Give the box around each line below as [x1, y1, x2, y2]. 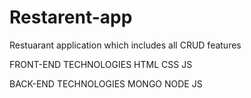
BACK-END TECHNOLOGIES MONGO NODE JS [9, 77, 203, 90]
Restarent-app [9, 6, 133, 29]
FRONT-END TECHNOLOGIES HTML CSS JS [9, 58, 193, 70]
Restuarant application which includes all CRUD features [9, 39, 242, 51]
